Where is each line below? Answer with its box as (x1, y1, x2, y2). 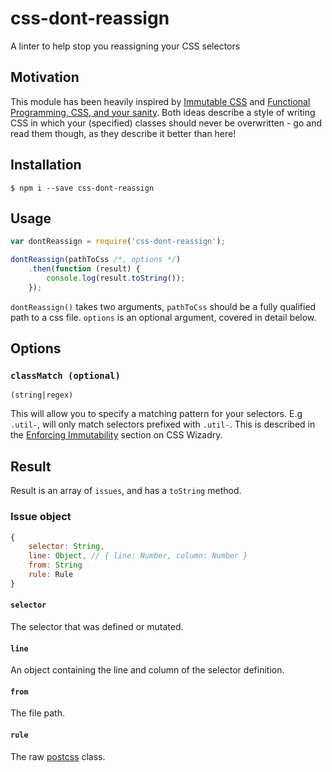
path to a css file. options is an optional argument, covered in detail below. (10, 311, 317, 323)
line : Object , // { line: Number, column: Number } (28, 551, 248, 561)
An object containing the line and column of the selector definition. (10, 664, 285, 676)
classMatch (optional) (10, 370, 121, 382)
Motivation (10, 69, 80, 86)
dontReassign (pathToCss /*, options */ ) (10, 255, 182, 265)
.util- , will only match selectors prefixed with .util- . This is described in (10, 418, 316, 431)
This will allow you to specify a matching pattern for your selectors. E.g (10, 408, 303, 420)
